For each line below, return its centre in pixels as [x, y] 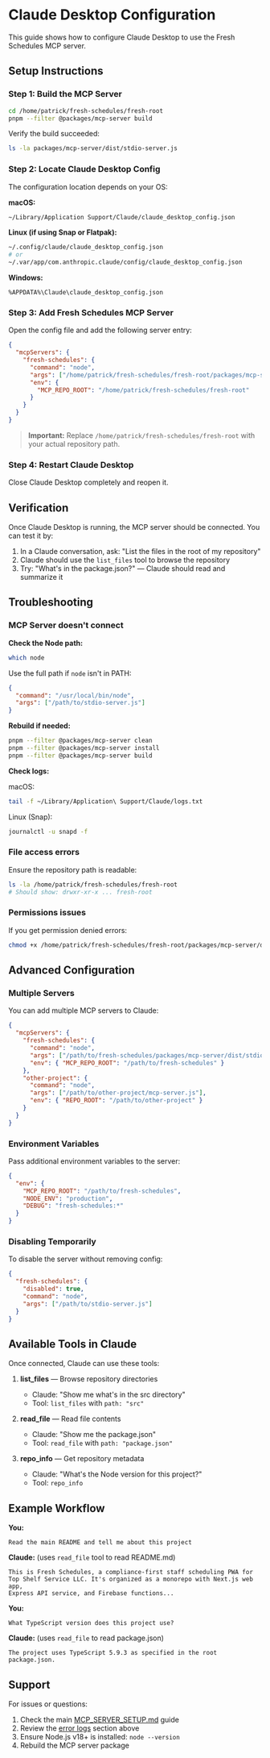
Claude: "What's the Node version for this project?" [117, 1474]
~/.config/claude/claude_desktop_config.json [86, 248]
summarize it [41, 577]
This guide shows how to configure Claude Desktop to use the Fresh [122, 37]
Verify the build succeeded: [54, 134]
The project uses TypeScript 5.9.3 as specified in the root [113, 1653]
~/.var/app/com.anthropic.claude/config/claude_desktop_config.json [125, 262]
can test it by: [31, 536]
